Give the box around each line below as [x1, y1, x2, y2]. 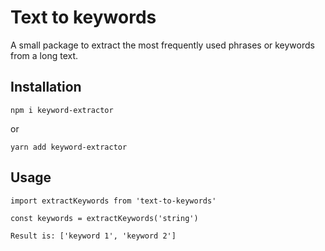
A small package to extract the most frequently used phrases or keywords [10, 39, 315, 51]
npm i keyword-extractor [10, 105, 114, 115]
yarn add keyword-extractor [10, 142, 128, 152]
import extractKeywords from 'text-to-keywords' [10, 196, 217, 206]
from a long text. [10, 49, 79, 61]
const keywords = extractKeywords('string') [10, 213, 199, 223]
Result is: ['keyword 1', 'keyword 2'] [10, 231, 177, 241]
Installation [10, 79, 82, 96]
